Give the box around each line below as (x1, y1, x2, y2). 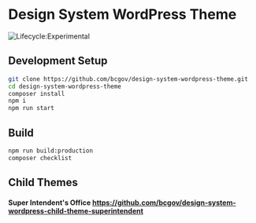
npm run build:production (8, 147, 93, 155)
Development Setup (8, 54, 108, 68)
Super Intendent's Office (8, 198, 91, 207)
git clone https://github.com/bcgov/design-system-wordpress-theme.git (8, 75, 248, 83)
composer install (8, 90, 65, 97)
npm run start (8, 104, 55, 112)
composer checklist (8, 154, 72, 162)
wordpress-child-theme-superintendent (8, 206, 144, 215)
